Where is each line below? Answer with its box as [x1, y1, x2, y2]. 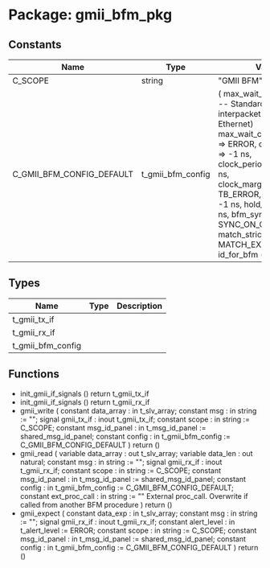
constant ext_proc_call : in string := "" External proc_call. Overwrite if [19, 491, 249, 500]
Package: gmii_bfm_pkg [8, 6, 173, 24]
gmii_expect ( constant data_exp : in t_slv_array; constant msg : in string [19, 508, 258, 518]
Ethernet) [218, 118, 254, 130]
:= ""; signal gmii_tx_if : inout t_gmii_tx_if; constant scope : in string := [19, 414, 251, 424]
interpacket [218, 109, 261, 119]
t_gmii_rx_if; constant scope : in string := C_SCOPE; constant [19, 465, 222, 475]
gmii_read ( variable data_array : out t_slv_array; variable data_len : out [19, 448, 253, 458]
